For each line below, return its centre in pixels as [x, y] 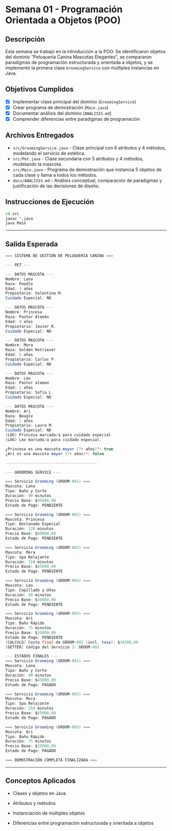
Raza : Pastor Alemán [27, 317]
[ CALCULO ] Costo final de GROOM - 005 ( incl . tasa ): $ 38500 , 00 [72, 642]
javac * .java [19, 219]
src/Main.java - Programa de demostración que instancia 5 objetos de [87, 169]
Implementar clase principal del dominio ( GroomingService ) [74, 101]
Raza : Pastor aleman [27, 383]
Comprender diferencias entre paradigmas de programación [76, 119]
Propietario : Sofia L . [29, 393]
